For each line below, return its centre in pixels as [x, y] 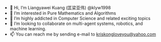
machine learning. [28, 29]
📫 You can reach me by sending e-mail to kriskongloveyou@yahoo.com [83, 34]
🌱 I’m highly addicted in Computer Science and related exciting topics [80, 18]
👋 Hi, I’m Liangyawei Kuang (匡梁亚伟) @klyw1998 [60, 8]
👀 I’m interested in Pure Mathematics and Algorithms [63, 13]
